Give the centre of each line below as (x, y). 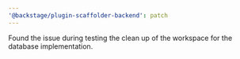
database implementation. (51, 46)
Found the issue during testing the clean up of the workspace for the (120, 38)
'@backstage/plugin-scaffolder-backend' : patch (88, 15)
